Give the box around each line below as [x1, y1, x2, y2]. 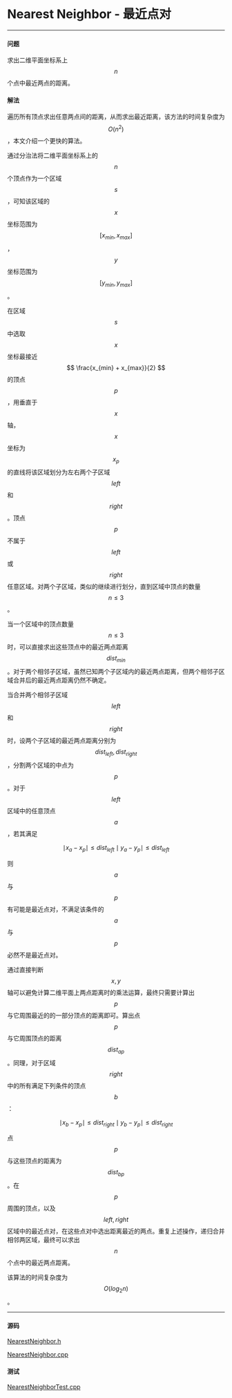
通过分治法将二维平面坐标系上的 [7, 151, 98, 159]
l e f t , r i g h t [103, 1216, 129, 1224]
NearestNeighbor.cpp [7, 1350, 69, 1359]
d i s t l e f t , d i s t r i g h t [95, 748, 137, 757]
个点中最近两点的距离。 [7, 79, 74, 87]
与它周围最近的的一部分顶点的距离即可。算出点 [7, 1011, 140, 1019]
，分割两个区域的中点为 [7, 761, 74, 769]
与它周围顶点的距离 [7, 1033, 62, 1042]
